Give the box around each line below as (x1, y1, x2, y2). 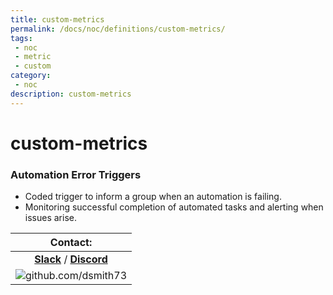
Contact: (49, 236, 93, 250)
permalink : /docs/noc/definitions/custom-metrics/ (10, 24, 226, 34)
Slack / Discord (34, 252, 108, 266)
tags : (10, 33, 33, 43)
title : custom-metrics (10, 14, 105, 25)
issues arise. (24, 212, 77, 224)
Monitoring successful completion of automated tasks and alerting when (24, 201, 324, 213)
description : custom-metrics (10, 89, 132, 99)
